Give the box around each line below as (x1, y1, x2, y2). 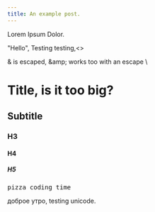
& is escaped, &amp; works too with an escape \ (7, 57, 148, 66)
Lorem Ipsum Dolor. (7, 30, 65, 38)
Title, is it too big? (7, 82, 114, 98)
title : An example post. (7, 10, 81, 18)
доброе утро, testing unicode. (7, 196, 96, 205)
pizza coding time (7, 183, 71, 191)
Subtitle (7, 111, 43, 123)
